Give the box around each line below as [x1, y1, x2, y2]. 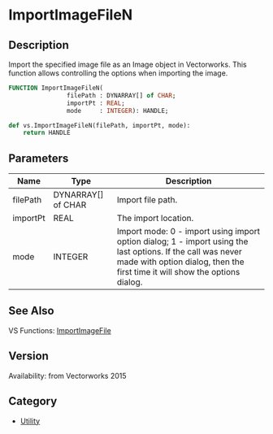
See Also [8, 304, 54, 318]
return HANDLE [23, 128, 71, 137]
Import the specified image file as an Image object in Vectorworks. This [8, 59, 247, 69]
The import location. [116, 213, 194, 224]
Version [8, 349, 49, 363]
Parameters [8, 151, 69, 165]
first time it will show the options [116, 267, 240, 278]
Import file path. [116, 194, 178, 206]
